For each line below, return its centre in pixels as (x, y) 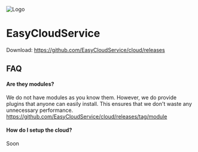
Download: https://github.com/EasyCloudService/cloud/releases (86, 50)
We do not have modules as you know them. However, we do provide (92, 97)
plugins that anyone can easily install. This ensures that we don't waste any (99, 104)
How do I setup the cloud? (39, 130)
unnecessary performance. (40, 110)
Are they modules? (30, 84)
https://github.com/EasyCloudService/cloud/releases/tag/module (87, 116)
